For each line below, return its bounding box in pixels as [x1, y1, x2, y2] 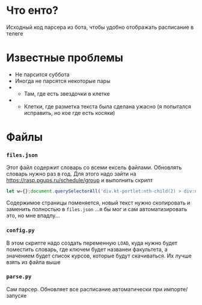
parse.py [6, 273, 32, 280]
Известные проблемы [6, 51, 123, 65]
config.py [6, 227, 35, 234]
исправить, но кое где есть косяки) [23, 109, 115, 116]
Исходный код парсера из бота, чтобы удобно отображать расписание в [6, 23, 194, 31]
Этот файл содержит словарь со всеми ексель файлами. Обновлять [6, 164, 182, 171]
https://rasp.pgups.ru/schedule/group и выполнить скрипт [6, 177, 153, 184]
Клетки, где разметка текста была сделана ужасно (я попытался [23, 103, 191, 110]
